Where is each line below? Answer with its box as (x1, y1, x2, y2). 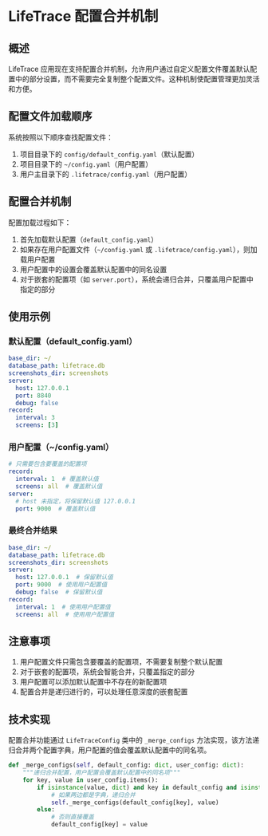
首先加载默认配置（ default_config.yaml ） (19, 235, 158, 244)
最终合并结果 (8, 525, 58, 536)
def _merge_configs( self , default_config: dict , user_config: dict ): (8, 761, 245, 770)
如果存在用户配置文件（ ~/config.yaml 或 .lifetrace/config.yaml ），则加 (19, 244, 258, 254)
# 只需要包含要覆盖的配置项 (8, 460, 88, 468)
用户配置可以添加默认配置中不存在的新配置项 (19, 677, 167, 687)
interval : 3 (15, 414, 56, 422)
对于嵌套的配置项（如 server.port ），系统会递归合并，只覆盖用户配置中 (19, 274, 254, 284)
